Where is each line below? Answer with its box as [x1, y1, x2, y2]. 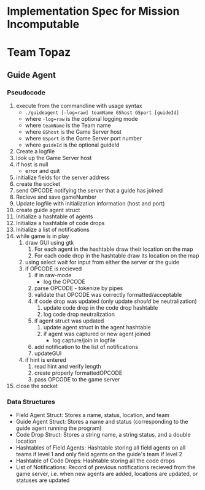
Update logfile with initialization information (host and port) [15, 200, 165, 207]
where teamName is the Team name [25, 121, 111, 129]
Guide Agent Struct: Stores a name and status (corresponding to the [15, 418, 189, 426]
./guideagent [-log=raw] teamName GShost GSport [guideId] [25, 110, 180, 116]
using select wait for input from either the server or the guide [25, 259, 180, 266]
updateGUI [34, 350, 62, 357]
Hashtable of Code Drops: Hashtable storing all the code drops [15, 457, 176, 464]
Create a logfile [15, 148, 55, 155]
